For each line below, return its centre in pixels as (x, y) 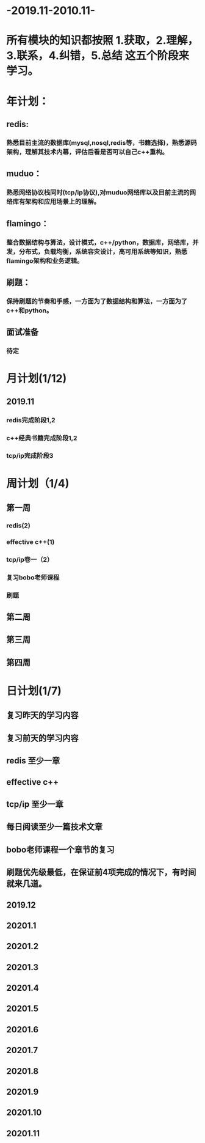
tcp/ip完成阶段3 (30, 456)
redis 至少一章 (33, 761)
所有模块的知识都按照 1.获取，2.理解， (103, 41)
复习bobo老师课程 (33, 577)
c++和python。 (30, 311)
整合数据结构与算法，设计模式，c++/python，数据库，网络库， (99, 242)
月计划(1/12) (37, 379)
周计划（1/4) (38, 483)
